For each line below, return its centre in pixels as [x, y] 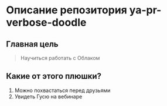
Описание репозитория [67, 10]
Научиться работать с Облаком [60, 58]
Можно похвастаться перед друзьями [62, 90]
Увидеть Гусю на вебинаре [48, 96]
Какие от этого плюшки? [54, 76]
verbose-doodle [46, 22]
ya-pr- [145, 10]
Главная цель [32, 44]
